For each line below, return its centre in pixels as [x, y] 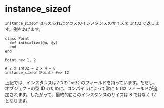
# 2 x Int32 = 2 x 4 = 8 [30, 68]
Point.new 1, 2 [21, 60]
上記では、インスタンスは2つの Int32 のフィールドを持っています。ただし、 [81, 82]
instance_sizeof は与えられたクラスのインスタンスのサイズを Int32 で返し [80, 23]
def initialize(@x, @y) [34, 43]
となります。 [18, 101]
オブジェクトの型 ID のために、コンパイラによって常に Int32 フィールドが [79, 88]
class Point [17, 38]
